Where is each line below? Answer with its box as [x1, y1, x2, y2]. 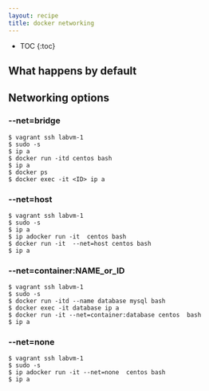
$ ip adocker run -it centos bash [8, 232, 127, 240]
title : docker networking [8, 19, 94, 27]
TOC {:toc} [19, 41, 56, 50]
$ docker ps [8, 168, 48, 176]
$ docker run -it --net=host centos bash [8, 239, 152, 247]
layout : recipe [8, 11, 59, 20]
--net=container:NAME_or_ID [8, 265, 125, 276]
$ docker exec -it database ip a [8, 304, 120, 312]
